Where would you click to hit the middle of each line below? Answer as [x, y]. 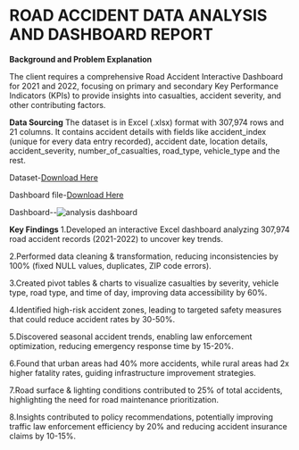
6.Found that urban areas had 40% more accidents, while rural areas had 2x [149, 363]
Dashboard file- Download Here [66, 195]
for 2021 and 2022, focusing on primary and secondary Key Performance [144, 86]
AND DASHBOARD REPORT [112, 34]
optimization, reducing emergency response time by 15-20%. [122, 346]
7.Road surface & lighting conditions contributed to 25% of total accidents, [146, 390]
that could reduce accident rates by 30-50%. [92, 319]
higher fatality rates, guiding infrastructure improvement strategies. [133, 372]
